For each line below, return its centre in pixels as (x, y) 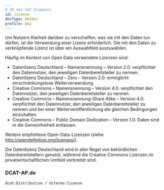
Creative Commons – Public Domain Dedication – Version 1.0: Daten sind (85, 120)
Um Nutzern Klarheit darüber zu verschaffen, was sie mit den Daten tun (78, 38)
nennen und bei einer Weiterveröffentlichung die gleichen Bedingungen (85, 109)
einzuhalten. (25, 115)
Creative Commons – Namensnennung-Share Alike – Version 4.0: (78, 99)
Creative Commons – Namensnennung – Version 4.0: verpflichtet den (82, 88)
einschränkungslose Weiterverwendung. (53, 83)
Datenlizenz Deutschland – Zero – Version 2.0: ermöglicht (70, 78)
